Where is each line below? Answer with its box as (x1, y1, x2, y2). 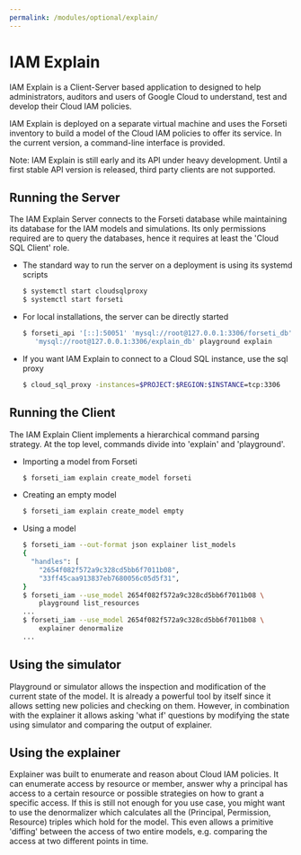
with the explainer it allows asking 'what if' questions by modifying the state (9, 710, 290, 720)
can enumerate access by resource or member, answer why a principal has (9, 779, 288, 789)
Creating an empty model (22, 489, 117, 500)
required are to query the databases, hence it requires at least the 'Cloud (9, 233, 279, 243)
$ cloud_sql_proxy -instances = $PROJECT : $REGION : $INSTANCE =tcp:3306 (22, 380, 281, 389)
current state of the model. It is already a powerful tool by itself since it (9, 691, 271, 701)
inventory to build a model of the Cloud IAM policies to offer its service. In (9, 128, 282, 138)
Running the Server (9, 190, 120, 205)
